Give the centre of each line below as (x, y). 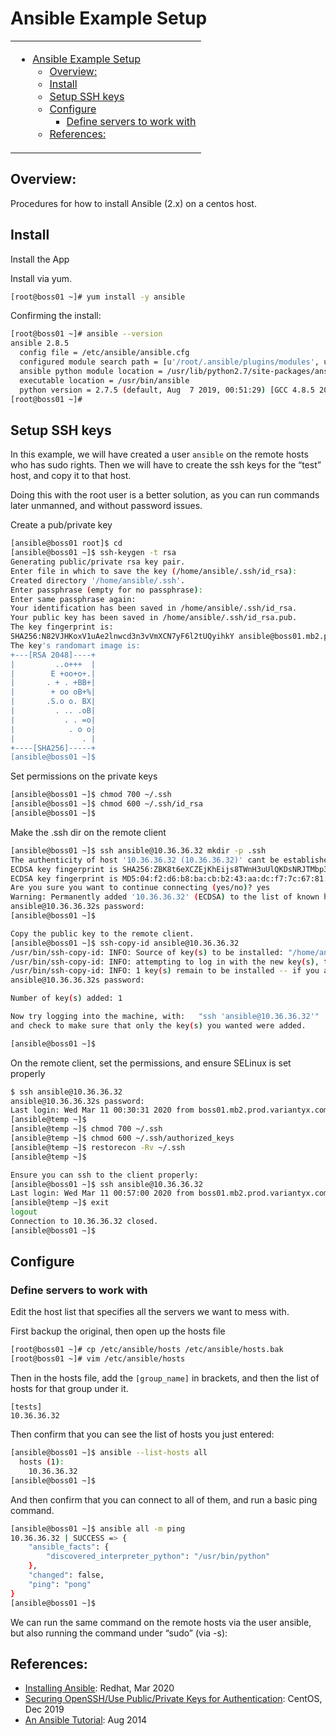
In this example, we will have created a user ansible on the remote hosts (159, 454)
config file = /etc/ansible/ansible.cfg (104, 353)
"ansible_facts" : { (69, 1547)
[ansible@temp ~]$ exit (60, 1203)
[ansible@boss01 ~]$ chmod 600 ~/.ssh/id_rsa (106, 804)
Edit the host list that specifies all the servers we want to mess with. (150, 1312)
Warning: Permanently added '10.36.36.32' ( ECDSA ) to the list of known (165, 897)
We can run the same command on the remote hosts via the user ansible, (161, 1622)
